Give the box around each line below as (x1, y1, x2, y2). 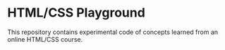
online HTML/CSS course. (7, 35, 83, 43)
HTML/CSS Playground (7, 5, 146, 21)
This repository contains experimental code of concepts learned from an (7, 28, 219, 36)
